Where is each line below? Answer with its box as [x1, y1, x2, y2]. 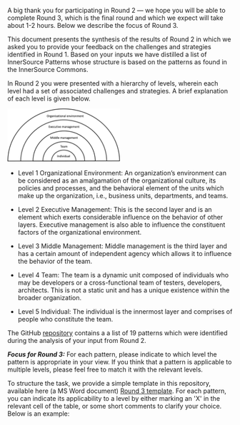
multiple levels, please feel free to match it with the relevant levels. [7, 365, 204, 374]
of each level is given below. [7, 94, 91, 103]
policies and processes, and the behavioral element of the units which [17, 184, 224, 193]
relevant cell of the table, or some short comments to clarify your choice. [7, 402, 222, 411]
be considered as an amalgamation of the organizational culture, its [17, 176, 216, 185]
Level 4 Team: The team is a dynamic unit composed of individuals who [17, 271, 229, 280]
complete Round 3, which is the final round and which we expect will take [7, 14, 224, 22]
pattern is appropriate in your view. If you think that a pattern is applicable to [7, 358, 232, 367]
